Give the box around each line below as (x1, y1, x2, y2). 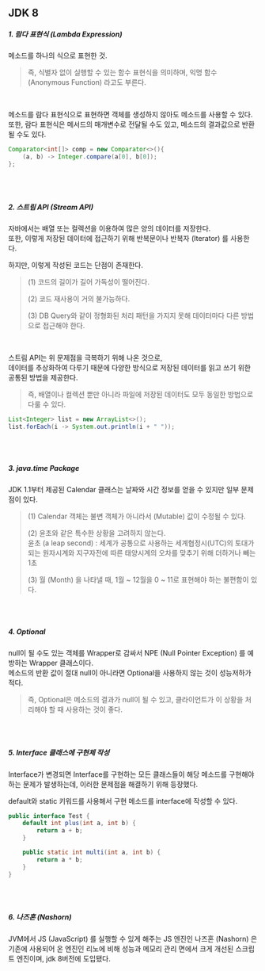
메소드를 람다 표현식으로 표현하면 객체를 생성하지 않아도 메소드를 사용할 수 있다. (8, 110, 253, 120)
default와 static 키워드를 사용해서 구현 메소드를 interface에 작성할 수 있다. (8, 796, 238, 805)
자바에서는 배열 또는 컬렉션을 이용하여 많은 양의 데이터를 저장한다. (8, 224, 211, 233)
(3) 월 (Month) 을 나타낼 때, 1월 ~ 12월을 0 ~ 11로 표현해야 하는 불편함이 (27, 575, 249, 584)
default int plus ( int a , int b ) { (22, 820, 136, 828)
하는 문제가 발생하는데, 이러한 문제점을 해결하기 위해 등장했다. (8, 779, 199, 789)
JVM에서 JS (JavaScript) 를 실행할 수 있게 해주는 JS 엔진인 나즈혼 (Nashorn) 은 (8, 934, 258, 943)
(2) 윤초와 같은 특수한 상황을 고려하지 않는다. (27, 528, 166, 537)
